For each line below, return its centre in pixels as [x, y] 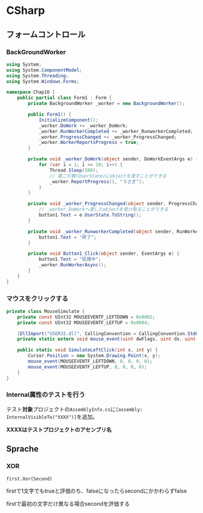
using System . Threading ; [37, 76]
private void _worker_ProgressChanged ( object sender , [97, 204]
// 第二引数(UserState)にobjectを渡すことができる [108, 176]
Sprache [23, 449]
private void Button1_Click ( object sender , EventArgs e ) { [104, 254]
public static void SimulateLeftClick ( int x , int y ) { [88, 350]
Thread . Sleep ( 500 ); [74, 170]
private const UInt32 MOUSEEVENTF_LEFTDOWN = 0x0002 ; [86, 317]
